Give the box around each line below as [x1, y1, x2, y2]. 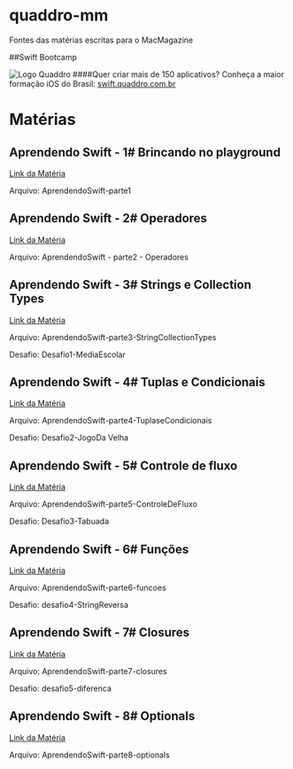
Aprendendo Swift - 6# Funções [9, 541, 189, 556]
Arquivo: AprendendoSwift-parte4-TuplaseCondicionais [9, 416, 212, 426]
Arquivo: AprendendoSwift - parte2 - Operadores [9, 252, 189, 262]
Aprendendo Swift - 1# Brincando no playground [9, 144, 281, 159]
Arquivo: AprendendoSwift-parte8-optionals [9, 750, 170, 760]
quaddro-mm [9, 5, 109, 26]
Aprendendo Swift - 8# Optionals [9, 709, 196, 724]
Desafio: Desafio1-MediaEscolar [9, 349, 126, 360]
